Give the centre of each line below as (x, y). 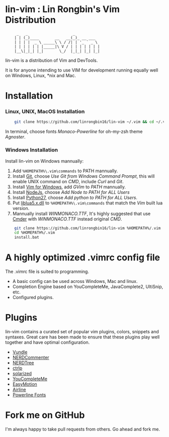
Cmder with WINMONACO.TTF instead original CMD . (67, 219)
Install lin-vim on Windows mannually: (45, 161)
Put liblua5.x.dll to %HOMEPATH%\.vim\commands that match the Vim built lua (88, 203)
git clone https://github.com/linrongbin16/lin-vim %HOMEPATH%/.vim (88, 228)
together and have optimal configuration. (48, 342)
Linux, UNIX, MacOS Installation (45, 112)
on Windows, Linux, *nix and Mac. (41, 75)
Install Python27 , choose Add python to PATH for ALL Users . (75, 197)
